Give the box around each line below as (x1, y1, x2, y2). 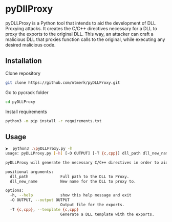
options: (5, 188, 24, 193)
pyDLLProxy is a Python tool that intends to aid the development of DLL (5, 20, 156, 26)
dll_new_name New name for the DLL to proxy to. (10, 179, 137, 184)
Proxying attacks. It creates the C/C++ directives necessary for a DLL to (5, 25, 157, 31)
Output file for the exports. (60, 203, 125, 208)
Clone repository (5, 70, 41, 76)
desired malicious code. (5, 41, 56, 48)
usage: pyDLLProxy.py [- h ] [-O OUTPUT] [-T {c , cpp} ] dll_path (5, 151, 141, 156)
